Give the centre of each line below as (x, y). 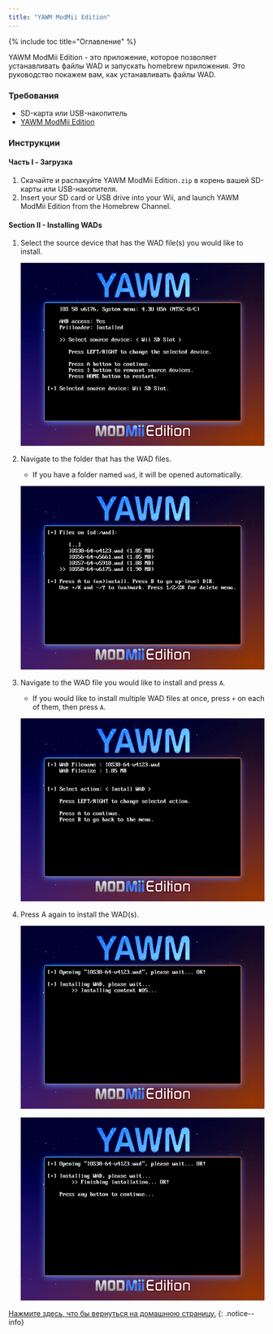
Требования (34, 95)
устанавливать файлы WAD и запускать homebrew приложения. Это (127, 66)
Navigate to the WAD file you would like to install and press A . (123, 682)
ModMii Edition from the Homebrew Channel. (96, 207)
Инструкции (35, 142)
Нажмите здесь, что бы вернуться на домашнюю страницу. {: (116, 1313)
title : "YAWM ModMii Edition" (60, 17)
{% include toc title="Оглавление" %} (72, 41)
